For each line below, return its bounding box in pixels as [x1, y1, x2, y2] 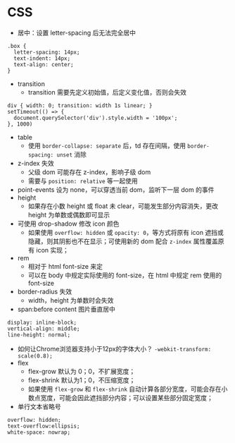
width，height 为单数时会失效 [27, 296, 114, 304]
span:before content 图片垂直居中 [17, 305, 116, 313]
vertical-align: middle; [7, 325, 80, 332]
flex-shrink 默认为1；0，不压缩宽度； [27, 375, 136, 384]
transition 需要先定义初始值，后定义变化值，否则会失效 [27, 87, 186, 96]
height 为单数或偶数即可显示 [27, 210, 110, 219]
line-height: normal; [7, 331, 71, 339]
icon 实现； [36, 245, 69, 254]
